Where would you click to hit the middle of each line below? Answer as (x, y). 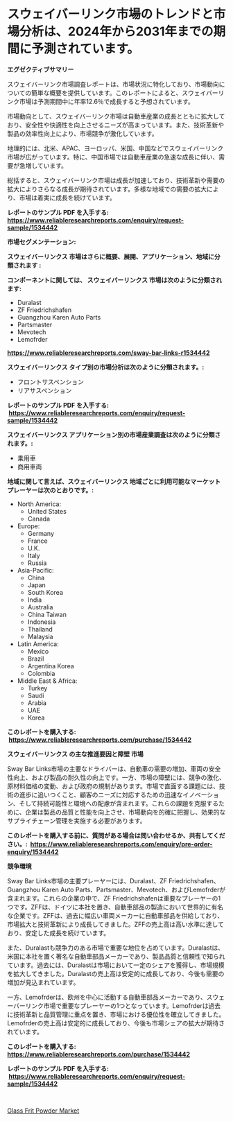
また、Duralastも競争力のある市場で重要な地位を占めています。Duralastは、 (116, 948)
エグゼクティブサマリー (41, 69)
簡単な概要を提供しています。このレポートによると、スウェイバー (124, 93)
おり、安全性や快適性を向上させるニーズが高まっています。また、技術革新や (116, 125)
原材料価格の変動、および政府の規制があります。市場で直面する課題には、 (113, 786)
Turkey (37, 688)
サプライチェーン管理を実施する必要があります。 (77, 820)
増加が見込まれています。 (43, 982)
